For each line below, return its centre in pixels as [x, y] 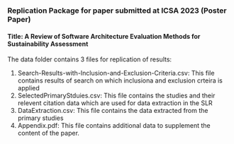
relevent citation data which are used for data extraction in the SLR [115, 103]
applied [29, 88]
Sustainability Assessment [48, 44]
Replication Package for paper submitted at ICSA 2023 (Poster [117, 11]
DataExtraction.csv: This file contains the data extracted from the [113, 111]
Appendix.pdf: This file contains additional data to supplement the [114, 126]
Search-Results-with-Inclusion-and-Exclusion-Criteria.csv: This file [116, 73]
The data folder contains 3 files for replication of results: [90, 59]
